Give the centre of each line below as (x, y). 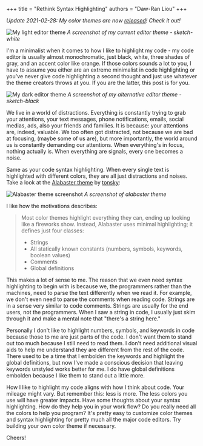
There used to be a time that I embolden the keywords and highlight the (95, 356)
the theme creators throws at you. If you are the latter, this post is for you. (98, 83)
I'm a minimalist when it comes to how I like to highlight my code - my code (100, 50)
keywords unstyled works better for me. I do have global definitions (90, 369)
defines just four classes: (52, 231)
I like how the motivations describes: (52, 206)
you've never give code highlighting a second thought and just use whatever (102, 76)
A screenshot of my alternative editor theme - (125, 94)
